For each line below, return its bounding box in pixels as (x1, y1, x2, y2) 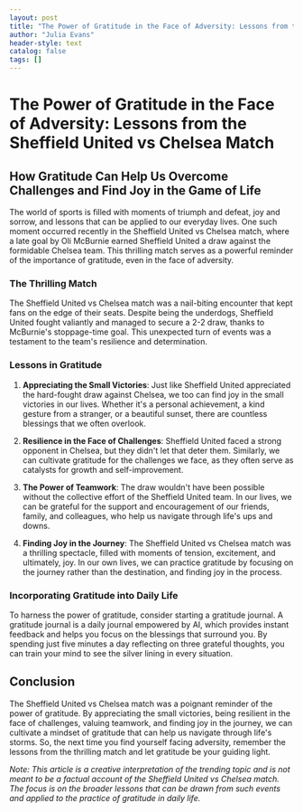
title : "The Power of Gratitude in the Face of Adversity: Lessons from (9, 22, 289, 31)
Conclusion (9, 675, 76, 690)
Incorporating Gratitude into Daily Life (9, 589, 179, 601)
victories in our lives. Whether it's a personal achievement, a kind (22, 399, 265, 410)
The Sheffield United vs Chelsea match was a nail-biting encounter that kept (9, 297, 293, 308)
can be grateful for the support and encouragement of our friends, (22, 501, 270, 512)
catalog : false (9, 47, 67, 56)
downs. (22, 520, 50, 531)
